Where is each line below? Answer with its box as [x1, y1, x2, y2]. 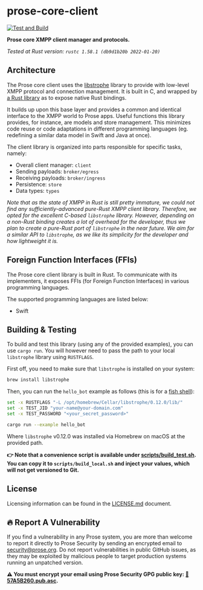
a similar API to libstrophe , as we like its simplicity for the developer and [7, 231, 189, 238]
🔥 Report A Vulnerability [7, 517, 100, 527]
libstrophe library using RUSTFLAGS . [7, 354, 94, 361]
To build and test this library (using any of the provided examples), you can [7, 340, 194, 348]
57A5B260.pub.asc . [7, 577, 59, 585]
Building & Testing [7, 325, 77, 335]
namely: [7, 149, 27, 157]
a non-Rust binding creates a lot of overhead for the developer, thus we [7, 218, 186, 225]
